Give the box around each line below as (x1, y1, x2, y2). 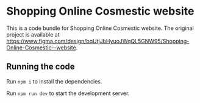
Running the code (6, 62, 75, 72)
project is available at (6, 30, 60, 38)
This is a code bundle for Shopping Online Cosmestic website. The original (6, 24, 194, 32)
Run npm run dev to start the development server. (6, 90, 130, 97)
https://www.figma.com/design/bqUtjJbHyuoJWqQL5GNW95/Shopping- (6, 37, 190, 44)
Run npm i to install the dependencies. (6, 77, 102, 85)
